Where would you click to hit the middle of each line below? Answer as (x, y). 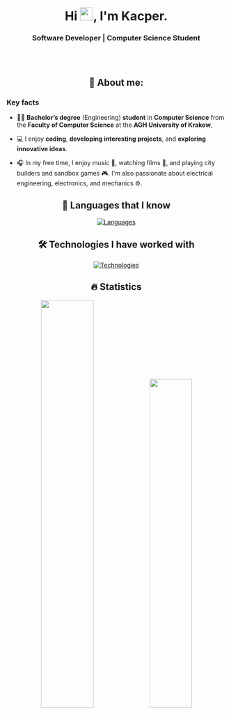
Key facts (23, 102)
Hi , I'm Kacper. (116, 16)
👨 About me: (116, 83)
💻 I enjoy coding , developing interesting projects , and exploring (111, 139)
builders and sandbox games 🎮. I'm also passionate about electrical (115, 174)
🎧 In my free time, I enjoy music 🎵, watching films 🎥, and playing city (116, 163)
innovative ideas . (42, 149)
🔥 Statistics (116, 287)
